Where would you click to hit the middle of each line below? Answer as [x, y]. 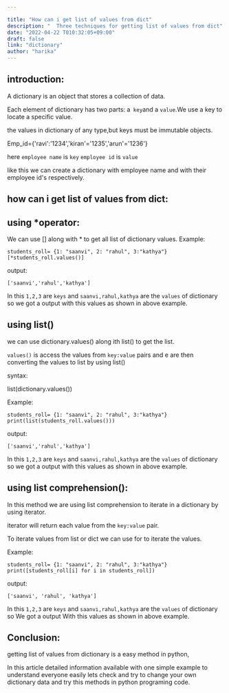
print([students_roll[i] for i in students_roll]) [81, 570]
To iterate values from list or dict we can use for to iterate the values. [105, 539]
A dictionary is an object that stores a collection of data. [86, 96]
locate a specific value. [40, 116]
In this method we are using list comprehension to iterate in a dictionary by [113, 504]
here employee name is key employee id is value [73, 156]
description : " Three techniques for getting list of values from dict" [115, 26]
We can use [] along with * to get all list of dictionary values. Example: [106, 239]
